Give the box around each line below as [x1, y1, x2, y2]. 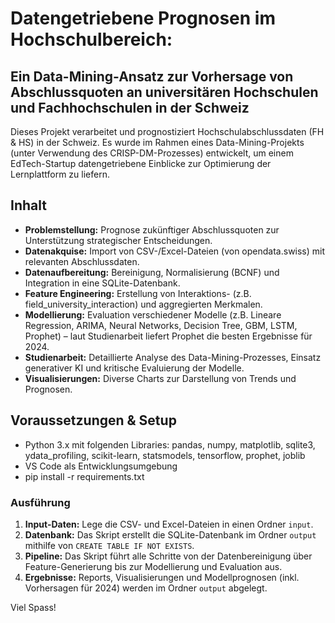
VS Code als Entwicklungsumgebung [24, 460, 178, 472]
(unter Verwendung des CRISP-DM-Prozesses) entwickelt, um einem [10, 147, 294, 159]
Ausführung [10, 495, 71, 509]
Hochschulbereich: [10, 28, 173, 51]
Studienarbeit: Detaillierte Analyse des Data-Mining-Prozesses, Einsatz [24, 351, 322, 363]
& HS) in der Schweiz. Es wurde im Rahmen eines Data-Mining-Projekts [10, 137, 305, 148]
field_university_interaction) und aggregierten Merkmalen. [24, 298, 263, 310]
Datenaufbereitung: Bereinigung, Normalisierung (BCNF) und [24, 266, 280, 278]
